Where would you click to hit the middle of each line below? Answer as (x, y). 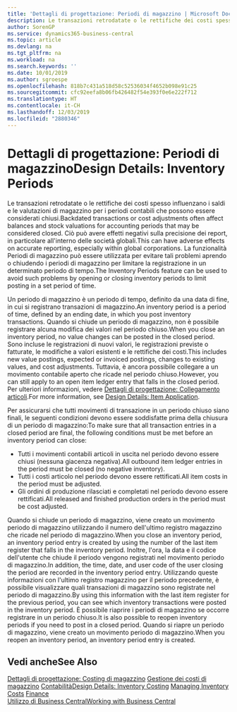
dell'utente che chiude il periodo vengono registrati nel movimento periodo (116, 557)
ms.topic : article (34, 40)
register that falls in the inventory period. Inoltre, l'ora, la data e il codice (112, 550)
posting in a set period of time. (52, 286)
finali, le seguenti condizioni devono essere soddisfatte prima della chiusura (117, 417)
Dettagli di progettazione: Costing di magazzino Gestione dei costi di (107, 679)
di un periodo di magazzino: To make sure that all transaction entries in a (112, 425)
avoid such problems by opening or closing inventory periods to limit (107, 278)
